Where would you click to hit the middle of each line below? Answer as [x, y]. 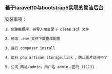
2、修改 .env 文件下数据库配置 [33, 39]
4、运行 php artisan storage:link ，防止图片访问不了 [56, 58]
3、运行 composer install [30, 48]
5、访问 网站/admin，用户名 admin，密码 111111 [50, 67]
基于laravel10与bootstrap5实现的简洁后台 [54, 7]
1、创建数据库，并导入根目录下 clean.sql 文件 [47, 29]
